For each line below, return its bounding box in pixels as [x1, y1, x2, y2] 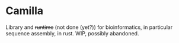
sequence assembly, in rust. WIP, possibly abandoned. [5, 29, 139, 37]
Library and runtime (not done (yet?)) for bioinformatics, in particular [5, 24, 173, 31]
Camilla [5, 4, 44, 18]
